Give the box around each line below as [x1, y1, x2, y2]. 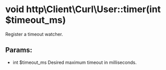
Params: [5, 46, 32, 54]
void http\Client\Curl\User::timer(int [5, 4, 161, 15]
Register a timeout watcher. [5, 31, 63, 37]
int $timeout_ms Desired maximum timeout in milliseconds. [12, 59, 137, 65]
